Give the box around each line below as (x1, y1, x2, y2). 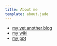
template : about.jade (5, 12, 49, 16)
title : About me (5, 7, 38, 12)
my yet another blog (12, 25, 52, 31)
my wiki (12, 30, 28, 36)
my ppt (12, 35, 27, 41)
